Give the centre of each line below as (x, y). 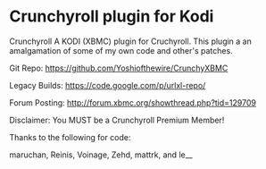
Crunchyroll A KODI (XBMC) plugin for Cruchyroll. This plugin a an (130, 41)
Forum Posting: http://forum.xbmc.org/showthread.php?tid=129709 (133, 102)
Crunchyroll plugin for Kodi (112, 17)
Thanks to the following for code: (70, 137)
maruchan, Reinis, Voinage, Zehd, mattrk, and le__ (101, 155)
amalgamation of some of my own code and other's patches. (121, 50)
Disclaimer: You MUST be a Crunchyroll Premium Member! (117, 120)
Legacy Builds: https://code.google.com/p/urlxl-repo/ (108, 85)
